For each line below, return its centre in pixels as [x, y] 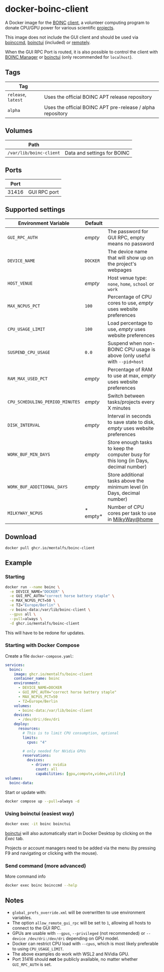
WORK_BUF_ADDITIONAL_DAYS [38, 487]
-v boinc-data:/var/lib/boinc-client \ [50, 610]
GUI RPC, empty [126, 238]
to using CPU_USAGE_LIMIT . [38, 949]
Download [21, 537]
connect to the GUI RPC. [37, 928]
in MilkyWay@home [130, 519]
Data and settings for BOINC [97, 153]
